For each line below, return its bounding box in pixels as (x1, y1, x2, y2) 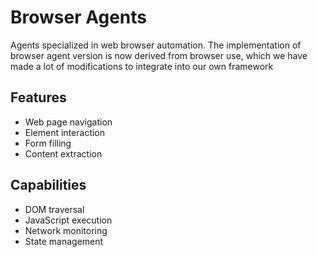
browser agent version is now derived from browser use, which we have (10, 49, 308, 61)
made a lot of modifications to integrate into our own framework (10, 60, 274, 72)
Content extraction (24, 147, 103, 160)
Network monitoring (24, 224, 108, 236)
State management (24, 235, 104, 247)
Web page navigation (24, 116, 113, 128)
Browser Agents (10, 6, 148, 29)
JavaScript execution (24, 214, 113, 226)
